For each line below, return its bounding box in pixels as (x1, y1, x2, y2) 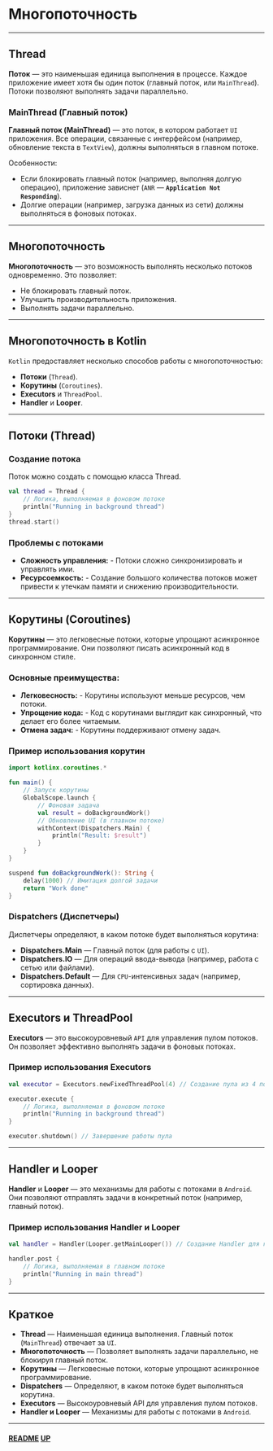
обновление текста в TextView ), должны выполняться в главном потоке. (8, 142, 258, 152)
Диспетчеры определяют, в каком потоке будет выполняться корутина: (8, 929, 259, 939)
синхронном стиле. (8, 651, 76, 661)
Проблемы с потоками (8, 537, 104, 548)
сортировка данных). (19, 980, 95, 989)
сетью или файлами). (19, 962, 95, 972)
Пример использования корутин (8, 746, 145, 757)
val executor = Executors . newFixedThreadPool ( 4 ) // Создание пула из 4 (8, 1080, 256, 1088)
